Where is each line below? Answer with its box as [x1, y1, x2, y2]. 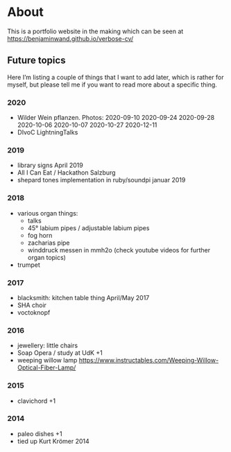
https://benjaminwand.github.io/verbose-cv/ [7, 34, 134, 42]
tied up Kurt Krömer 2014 [17, 437, 90, 445]
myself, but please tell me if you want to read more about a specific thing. [7, 80, 217, 89]
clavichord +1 [17, 397, 56, 405]
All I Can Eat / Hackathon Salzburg [17, 168, 116, 177]
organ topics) [27, 253, 66, 261]
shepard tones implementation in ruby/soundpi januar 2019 [17, 176, 186, 184]
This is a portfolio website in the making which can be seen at [7, 27, 184, 35]
